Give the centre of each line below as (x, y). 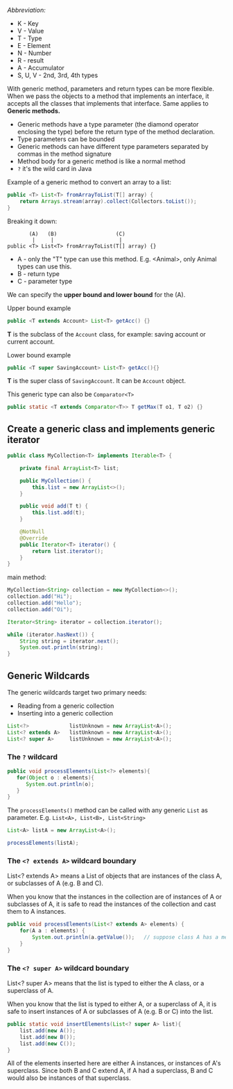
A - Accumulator (41, 68)
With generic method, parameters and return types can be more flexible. (111, 89)
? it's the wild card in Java (54, 169)
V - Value (31, 31)
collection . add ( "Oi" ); (40, 609)
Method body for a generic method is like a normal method (101, 161)
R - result (31, 60)
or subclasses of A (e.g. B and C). (55, 883)
